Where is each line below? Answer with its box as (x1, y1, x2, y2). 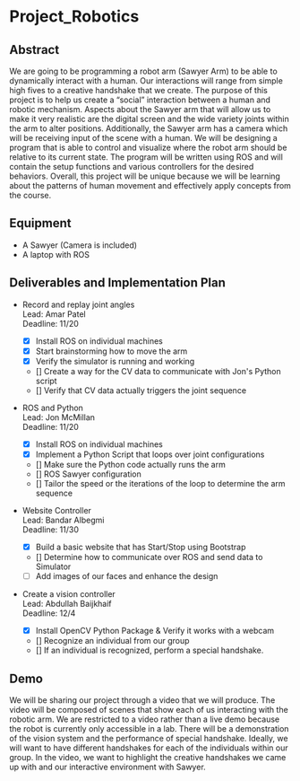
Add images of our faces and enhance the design (35, 571, 219, 581)
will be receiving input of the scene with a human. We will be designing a (9, 133, 278, 143)
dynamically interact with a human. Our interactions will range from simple (9, 75, 284, 86)
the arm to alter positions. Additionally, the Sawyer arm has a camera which (9, 123, 288, 134)
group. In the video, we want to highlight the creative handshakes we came (9, 751, 287, 762)
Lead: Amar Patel (21, 308, 87, 320)
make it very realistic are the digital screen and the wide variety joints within (9, 114, 289, 124)
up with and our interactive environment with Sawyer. (9, 761, 206, 772)
